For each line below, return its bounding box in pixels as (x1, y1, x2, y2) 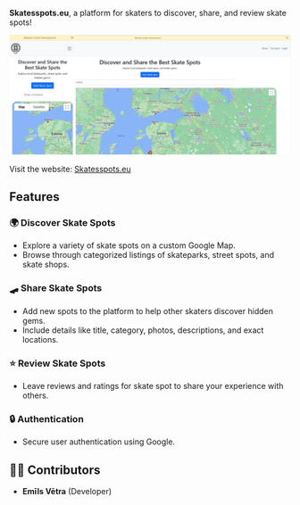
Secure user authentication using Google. (21, 436, 176, 447)
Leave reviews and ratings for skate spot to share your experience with (21, 380, 284, 391)
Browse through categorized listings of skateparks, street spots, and (21, 250, 275, 261)
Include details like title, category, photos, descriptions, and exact (21, 325, 264, 335)
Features (9, 189, 60, 204)
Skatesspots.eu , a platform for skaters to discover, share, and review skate (9, 8, 287, 18)
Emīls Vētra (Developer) (21, 485, 112, 496)
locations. (21, 334, 59, 344)
